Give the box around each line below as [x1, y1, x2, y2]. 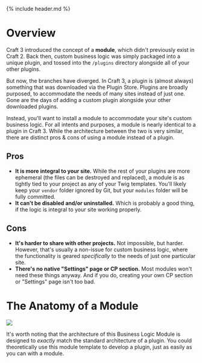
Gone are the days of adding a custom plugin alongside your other [6, 96, 171, 103]
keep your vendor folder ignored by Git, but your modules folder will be [14, 187, 188, 194]
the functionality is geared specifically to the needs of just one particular [14, 252, 196, 259]
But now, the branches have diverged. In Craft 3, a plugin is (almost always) [6, 77, 194, 84]
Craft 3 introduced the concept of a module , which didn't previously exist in [6, 46, 195, 53]
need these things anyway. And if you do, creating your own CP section [14, 271, 193, 278]
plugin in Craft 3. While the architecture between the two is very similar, [6, 127, 184, 135]
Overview [6, 27, 56, 40]
